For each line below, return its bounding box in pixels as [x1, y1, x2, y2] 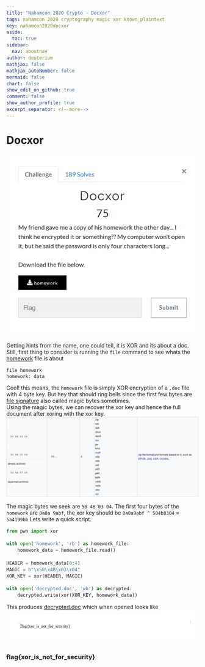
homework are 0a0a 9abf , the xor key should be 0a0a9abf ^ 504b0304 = [6, 509, 180, 516]
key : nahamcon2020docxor [6, 23, 70, 29]
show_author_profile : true [6, 100, 75, 106]
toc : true [12, 35, 37, 42]
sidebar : [6, 42, 29, 48]
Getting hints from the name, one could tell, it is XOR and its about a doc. [6, 341, 189, 349]
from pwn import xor [6, 528, 59, 534]
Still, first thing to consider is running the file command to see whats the [6, 348, 190, 355]
